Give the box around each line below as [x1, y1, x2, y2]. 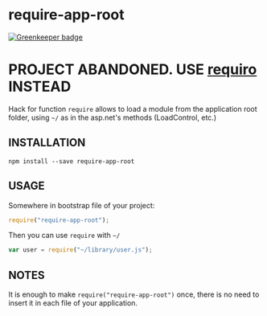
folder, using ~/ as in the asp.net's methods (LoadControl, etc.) [8, 113, 217, 122]
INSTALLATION [8, 136, 86, 150]
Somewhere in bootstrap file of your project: [8, 200, 155, 210]
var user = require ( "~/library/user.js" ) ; [8, 246, 153, 254]
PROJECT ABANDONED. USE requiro [8, 60, 257, 79]
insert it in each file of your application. [8, 298, 138, 308]
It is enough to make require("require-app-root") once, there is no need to [8, 289, 260, 299]
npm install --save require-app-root [8, 157, 135, 166]
